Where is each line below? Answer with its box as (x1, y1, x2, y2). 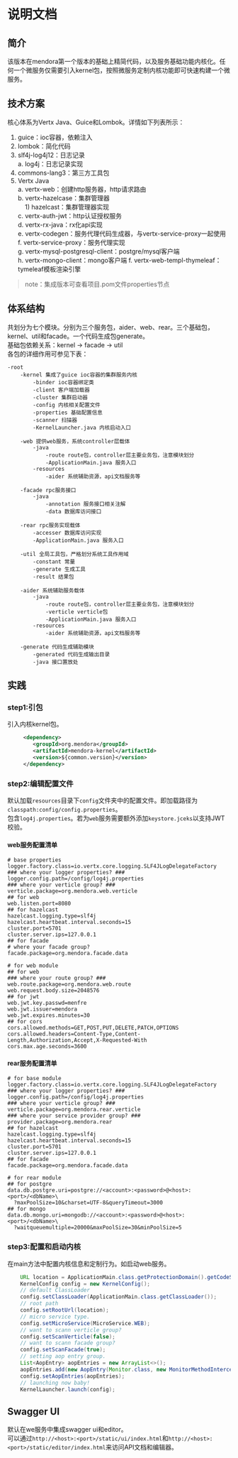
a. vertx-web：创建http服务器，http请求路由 (17, 185, 147, 193)
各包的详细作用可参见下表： (7, 349, 89, 358)
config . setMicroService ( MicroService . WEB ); (20, 1320, 151, 1327)
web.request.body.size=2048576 (7, 987, 100, 994)
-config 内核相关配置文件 (33, 401, 101, 408)
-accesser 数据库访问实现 (33, 529, 102, 536)
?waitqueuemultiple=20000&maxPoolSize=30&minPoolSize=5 (13, 1224, 182, 1231)
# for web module (7, 962, 59, 969)
